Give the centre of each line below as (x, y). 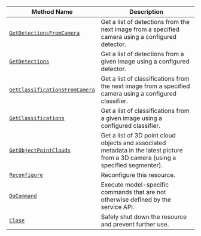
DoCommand (23, 196)
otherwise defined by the (136, 200)
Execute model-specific (135, 185)
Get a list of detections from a (142, 54)
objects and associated (133, 143)
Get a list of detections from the (145, 22)
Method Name (52, 12)
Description (146, 12)
